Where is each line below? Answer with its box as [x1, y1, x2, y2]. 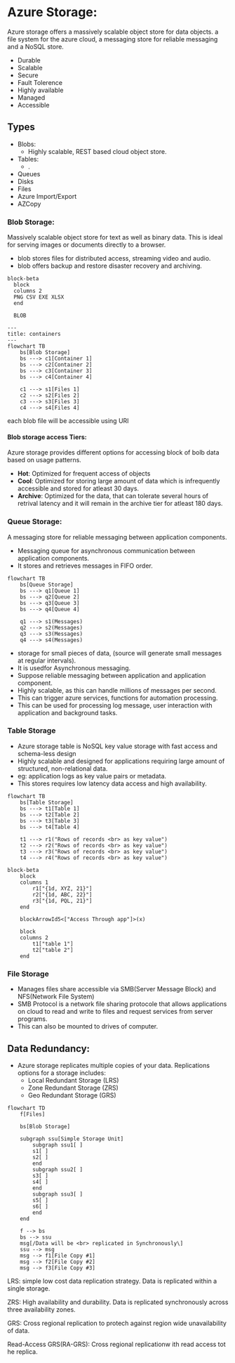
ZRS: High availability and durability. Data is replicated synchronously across [7, 1298, 229, 1306]
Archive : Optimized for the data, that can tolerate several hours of [17, 492, 209, 500]
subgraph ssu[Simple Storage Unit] [20, 1135, 124, 1142]
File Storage [7, 969, 49, 979]
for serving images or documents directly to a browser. [7, 240, 166, 249]
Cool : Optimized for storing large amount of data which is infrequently [17, 477, 220, 485]
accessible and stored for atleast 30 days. [17, 484, 139, 493]
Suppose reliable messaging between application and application [17, 671, 206, 679]
